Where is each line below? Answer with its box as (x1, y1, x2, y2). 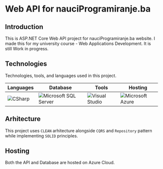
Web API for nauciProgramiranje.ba (5, 3, 151, 15)
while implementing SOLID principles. (5, 133, 79, 138)
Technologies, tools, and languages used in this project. (5, 73, 116, 78)
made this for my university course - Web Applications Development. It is (5, 41, 151, 46)
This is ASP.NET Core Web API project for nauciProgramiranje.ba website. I (5, 35, 155, 41)
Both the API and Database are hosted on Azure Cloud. (5, 160, 115, 166)
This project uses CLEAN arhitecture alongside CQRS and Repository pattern (5, 127, 152, 134)
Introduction (5, 23, 44, 31)
